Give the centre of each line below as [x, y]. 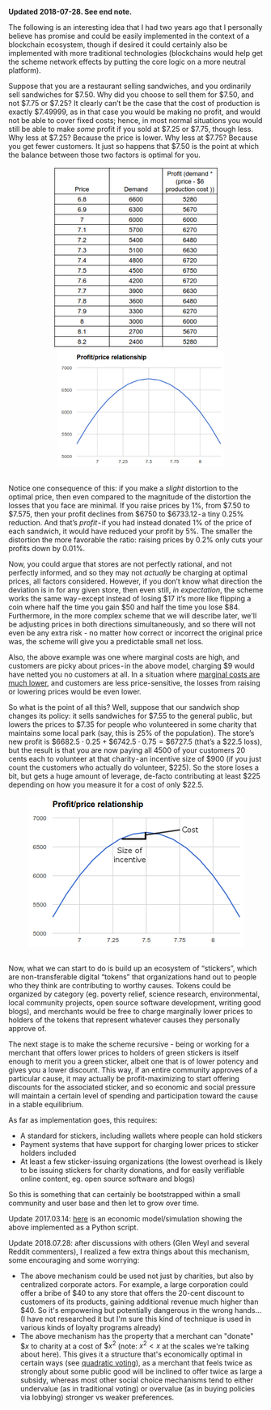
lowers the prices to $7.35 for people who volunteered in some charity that [133, 724]
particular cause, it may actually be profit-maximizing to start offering [124, 1078]
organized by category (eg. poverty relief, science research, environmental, [134, 994]
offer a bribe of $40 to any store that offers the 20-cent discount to [132, 1293]
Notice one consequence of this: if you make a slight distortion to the [123, 488]
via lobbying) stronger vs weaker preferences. [97, 1397]
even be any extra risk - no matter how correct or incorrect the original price [135, 633]
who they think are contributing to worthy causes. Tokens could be [120, 985]
